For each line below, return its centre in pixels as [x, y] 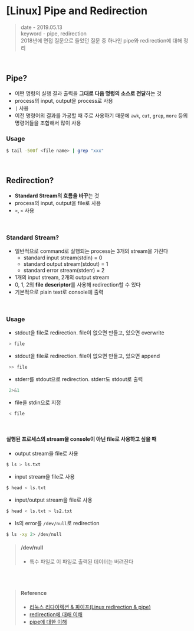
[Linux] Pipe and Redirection [77, 11]
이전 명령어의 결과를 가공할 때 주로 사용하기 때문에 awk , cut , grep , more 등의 [101, 115]
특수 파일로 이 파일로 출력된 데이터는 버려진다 [81, 561]
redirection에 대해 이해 [56, 614]
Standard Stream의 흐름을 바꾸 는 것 [57, 196]
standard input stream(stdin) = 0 [63, 258]
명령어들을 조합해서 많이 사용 [48, 123]
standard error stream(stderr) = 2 [64, 271]
